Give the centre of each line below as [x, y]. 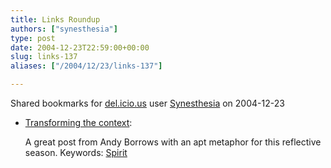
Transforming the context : [78, 122]
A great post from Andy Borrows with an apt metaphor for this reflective [173, 142]
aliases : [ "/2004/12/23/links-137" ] [86, 66]
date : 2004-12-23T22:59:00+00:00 [80, 47]
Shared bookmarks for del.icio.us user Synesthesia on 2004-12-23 [147, 103]
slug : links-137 [44, 57]
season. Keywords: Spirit [76, 152]
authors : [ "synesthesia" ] [64, 29]
